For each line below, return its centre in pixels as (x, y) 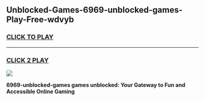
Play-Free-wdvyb (40, 20)
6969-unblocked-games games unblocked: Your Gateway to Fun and (96, 84)
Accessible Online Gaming (41, 91)
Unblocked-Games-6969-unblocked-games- (95, 10)
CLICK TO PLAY (30, 37)
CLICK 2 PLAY (27, 60)
